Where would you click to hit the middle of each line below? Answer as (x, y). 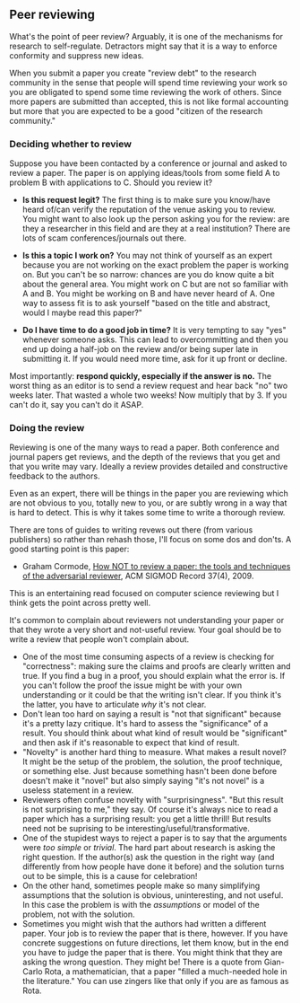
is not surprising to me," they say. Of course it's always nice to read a (150, 809)
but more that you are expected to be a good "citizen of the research (136, 110)
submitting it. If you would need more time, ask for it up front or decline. (155, 359)
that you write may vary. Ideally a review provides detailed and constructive (149, 467)
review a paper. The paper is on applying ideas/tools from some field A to (145, 173)
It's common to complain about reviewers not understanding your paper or (147, 620)
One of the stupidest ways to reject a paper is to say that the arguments (154, 838)
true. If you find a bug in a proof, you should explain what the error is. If (154, 676)
